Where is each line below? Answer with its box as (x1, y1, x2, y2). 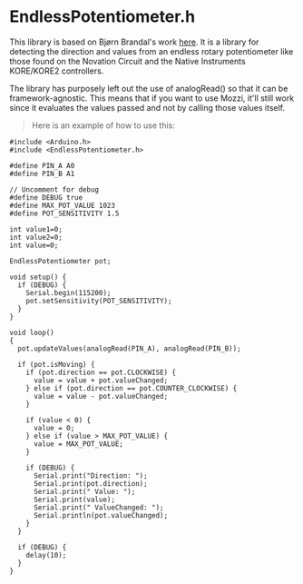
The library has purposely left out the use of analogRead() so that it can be (9, 83, 288, 94)
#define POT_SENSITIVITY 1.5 (9, 209, 120, 218)
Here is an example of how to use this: (31, 120, 175, 131)
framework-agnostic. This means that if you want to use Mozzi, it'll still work (9, 93, 295, 104)
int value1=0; (9, 224, 64, 233)
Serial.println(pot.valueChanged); (33, 510, 169, 520)
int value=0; (9, 241, 59, 250)
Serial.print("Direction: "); (33, 470, 148, 480)
